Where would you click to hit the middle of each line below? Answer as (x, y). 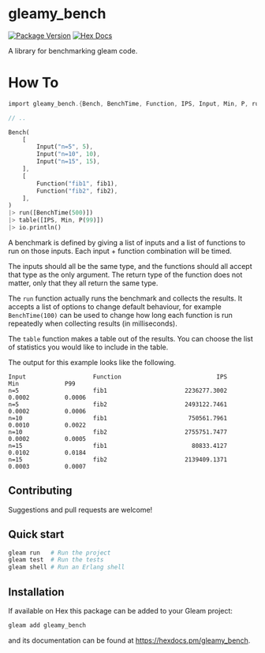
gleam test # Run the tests (56, 560)
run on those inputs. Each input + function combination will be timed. (120, 251)
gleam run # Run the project (60, 553)
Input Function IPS (118, 377)
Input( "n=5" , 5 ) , (65, 147)
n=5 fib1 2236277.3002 (118, 390)
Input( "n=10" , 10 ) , (69, 155)
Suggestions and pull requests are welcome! (80, 509)
